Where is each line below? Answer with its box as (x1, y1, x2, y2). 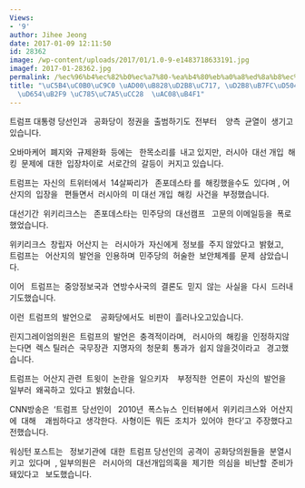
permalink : (9, 73, 51, 82)
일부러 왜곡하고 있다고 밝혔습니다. (9, 384, 135, 395)
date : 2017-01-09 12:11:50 (9, 38, 112, 48)
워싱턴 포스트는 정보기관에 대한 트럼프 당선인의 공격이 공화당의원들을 (9, 445, 266, 456)
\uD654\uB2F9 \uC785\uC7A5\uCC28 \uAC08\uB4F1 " (17, 89, 205, 98)
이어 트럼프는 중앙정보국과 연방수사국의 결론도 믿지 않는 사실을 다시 (9, 280, 268, 291)
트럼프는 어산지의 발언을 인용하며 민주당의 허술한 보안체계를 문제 (9, 249, 256, 260)
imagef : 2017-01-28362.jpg (9, 65, 112, 74)
